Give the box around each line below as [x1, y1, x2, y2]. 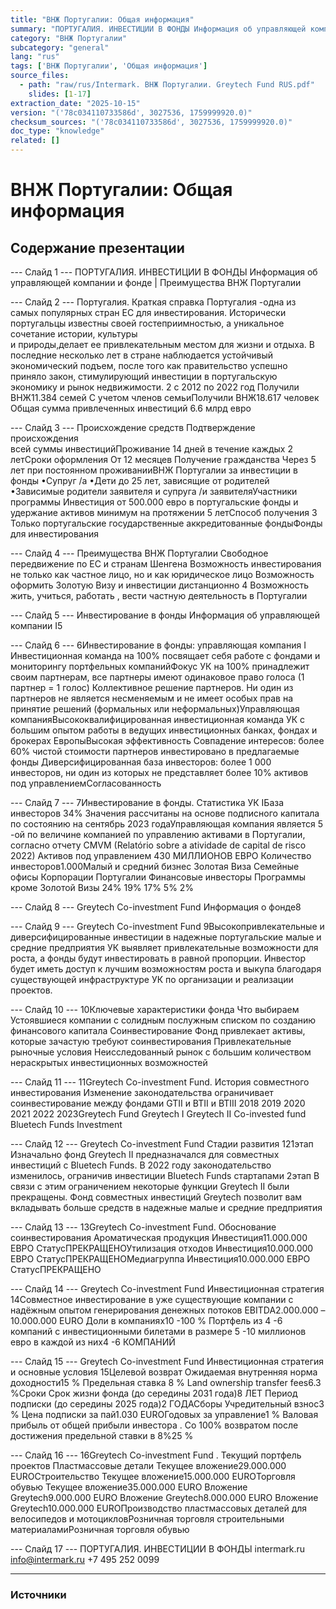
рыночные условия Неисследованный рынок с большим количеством [10, 1046, 312, 1058]
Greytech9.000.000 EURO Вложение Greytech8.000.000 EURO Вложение [10, 1492, 319, 1503]
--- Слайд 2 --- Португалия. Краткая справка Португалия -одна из [10, 296, 297, 308]
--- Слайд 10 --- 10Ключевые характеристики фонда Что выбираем [10, 1004, 300, 1015]
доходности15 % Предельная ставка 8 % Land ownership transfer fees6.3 [10, 1377, 322, 1388]
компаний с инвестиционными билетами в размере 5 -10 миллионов [10, 1326, 307, 1337]
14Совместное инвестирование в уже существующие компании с [10, 1294, 294, 1305]
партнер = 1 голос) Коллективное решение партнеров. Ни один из [10, 682, 294, 693]
